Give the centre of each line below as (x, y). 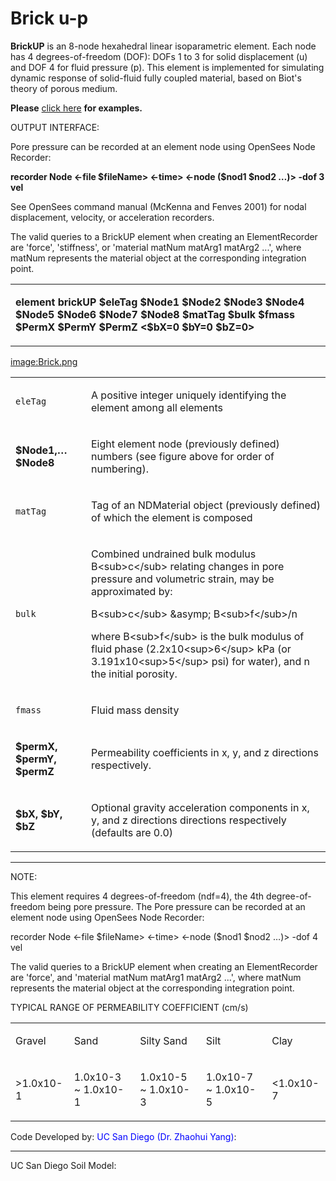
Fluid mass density (135, 710)
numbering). (120, 469)
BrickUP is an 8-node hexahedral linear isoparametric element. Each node (163, 46)
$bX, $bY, (39, 814)
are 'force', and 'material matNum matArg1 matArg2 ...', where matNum (156, 977)
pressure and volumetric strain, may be (183, 579)
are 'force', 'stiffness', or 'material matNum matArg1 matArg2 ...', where (156, 247)
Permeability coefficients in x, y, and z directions (205, 752)
